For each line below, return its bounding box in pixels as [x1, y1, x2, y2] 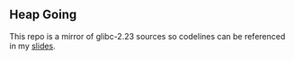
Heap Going [9, 7, 77, 22]
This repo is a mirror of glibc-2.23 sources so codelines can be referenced [9, 30, 286, 41]
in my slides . [9, 40, 56, 51]
